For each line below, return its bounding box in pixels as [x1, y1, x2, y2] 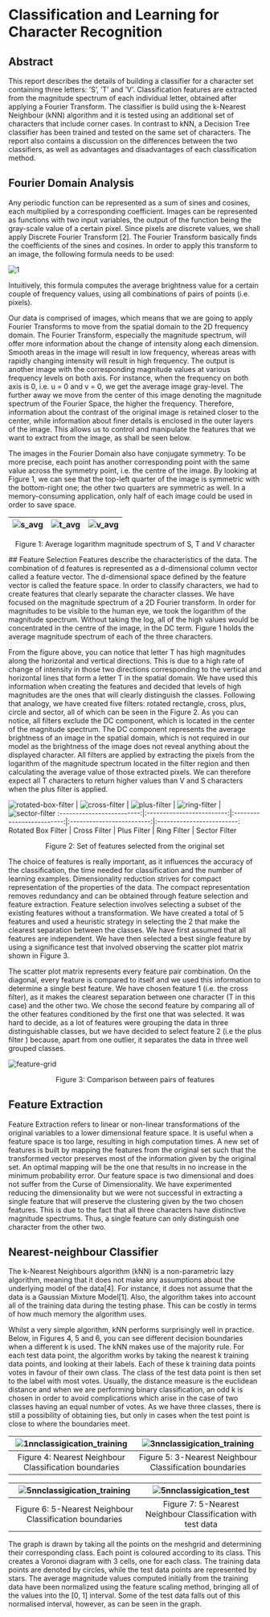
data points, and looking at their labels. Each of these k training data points [8, 1359, 256, 1369]
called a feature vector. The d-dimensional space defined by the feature [8, 572, 247, 581]
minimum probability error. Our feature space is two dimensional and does [8, 1170, 255, 1181]
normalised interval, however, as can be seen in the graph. [8, 1599, 202, 1609]
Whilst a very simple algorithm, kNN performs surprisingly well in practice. [8, 1325, 255, 1334]
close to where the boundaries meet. [8, 1419, 130, 1429]
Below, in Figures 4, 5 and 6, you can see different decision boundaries [8, 1334, 243, 1343]
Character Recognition [8, 23, 163, 41]
